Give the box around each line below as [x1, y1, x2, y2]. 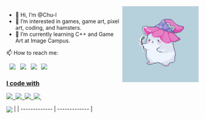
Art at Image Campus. [15, 37, 71, 44]
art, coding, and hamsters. [15, 24, 82, 31]
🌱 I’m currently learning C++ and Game [15, 30, 114, 38]
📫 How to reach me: [6, 49, 59, 56]
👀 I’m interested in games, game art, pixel [15, 18, 120, 25]
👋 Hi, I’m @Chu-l [15, 12, 57, 18]
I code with [6, 79, 40, 87]
